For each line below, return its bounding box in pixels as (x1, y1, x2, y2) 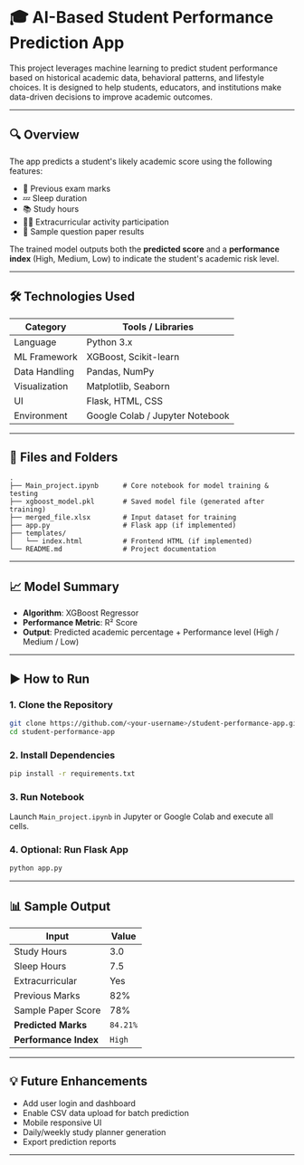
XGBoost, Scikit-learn (86, 350, 180, 363)
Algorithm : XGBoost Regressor (22, 607, 139, 618)
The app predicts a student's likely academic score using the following (9, 156, 273, 167)
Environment (14, 409, 68, 422)
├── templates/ (9, 529, 67, 539)
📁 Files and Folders (9, 449, 119, 464)
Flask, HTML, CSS (86, 395, 163, 407)
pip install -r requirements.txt (9, 769, 136, 778)
